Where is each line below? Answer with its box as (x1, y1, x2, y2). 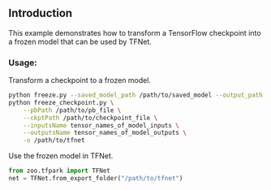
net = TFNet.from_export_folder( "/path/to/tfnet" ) (8, 175, 183, 183)
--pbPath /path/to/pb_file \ (23, 106, 122, 114)
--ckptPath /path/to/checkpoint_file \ (23, 114, 158, 122)
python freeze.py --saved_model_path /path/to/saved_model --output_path (8, 91, 264, 100)
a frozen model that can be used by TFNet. (8, 37, 153, 46)
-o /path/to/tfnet (23, 136, 85, 145)
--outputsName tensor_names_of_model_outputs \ (23, 129, 187, 137)
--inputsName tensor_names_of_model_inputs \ (23, 121, 180, 129)
